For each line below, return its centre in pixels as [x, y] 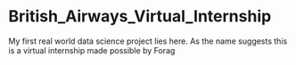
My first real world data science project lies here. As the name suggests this [148, 41]
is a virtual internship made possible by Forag [92, 50]
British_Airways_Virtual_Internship [140, 16]
